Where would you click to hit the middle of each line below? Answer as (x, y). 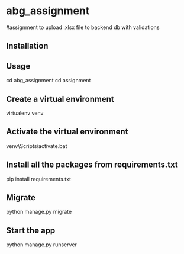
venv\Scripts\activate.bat (37, 146)
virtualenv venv (25, 113)
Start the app (31, 230)
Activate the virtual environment (67, 132)
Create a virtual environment (60, 99)
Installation (27, 46)
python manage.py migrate (39, 212)
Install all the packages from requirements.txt (92, 165)
